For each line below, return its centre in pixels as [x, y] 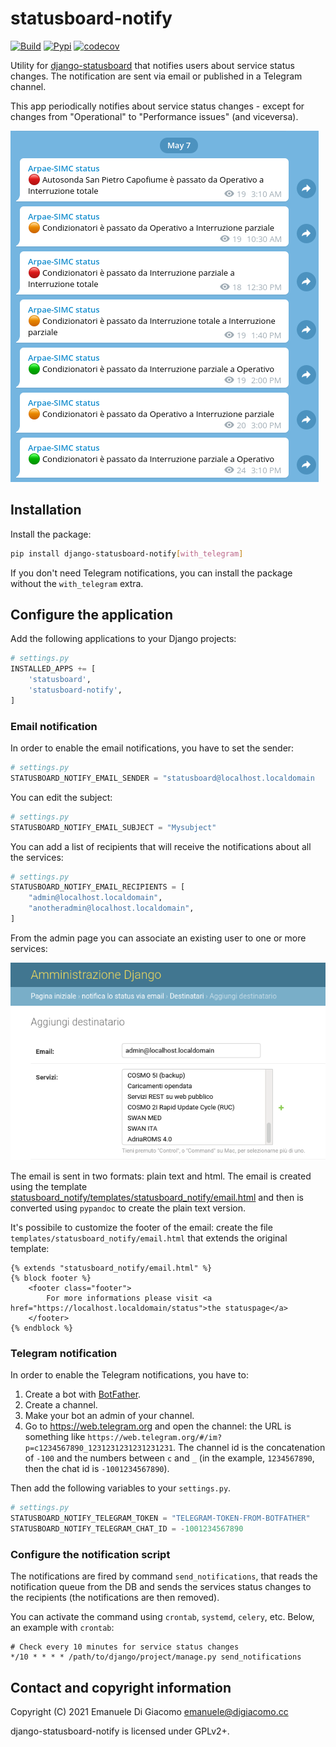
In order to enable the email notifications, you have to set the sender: [152, 748]
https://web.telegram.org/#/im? [155, 1438]
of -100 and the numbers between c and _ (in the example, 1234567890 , [169, 1458]
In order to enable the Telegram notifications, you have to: [129, 1375]
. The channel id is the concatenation [249, 1448]
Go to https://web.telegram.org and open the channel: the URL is [158, 1426]
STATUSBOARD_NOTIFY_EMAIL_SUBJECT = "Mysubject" [113, 827]
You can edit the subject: [61, 797]
